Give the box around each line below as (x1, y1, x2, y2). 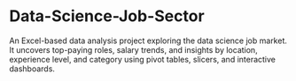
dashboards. (9, 63, 56, 74)
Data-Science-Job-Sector (9, 6, 206, 26)
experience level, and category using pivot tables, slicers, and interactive (9, 54, 277, 64)
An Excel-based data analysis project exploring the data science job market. (9, 35, 288, 46)
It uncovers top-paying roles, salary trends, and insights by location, (9, 44, 259, 55)
